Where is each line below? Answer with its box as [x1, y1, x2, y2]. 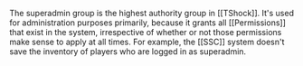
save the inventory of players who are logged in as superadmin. [9, 46, 247, 57]
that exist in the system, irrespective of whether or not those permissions [9, 27, 282, 37]
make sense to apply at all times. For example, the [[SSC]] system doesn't [9, 36, 285, 47]
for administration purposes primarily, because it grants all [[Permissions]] [9, 17, 287, 28]
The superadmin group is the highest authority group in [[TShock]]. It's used [9, 8, 294, 18]
